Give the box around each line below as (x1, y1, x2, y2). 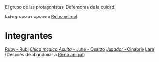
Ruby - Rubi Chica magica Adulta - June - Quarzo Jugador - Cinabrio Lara (5, 46, 154, 52)
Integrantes (5, 31, 53, 42)
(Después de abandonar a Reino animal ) (5, 51, 85, 57)
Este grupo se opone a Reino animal (5, 14, 77, 19)
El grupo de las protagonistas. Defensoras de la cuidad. (5, 4, 116, 10)
